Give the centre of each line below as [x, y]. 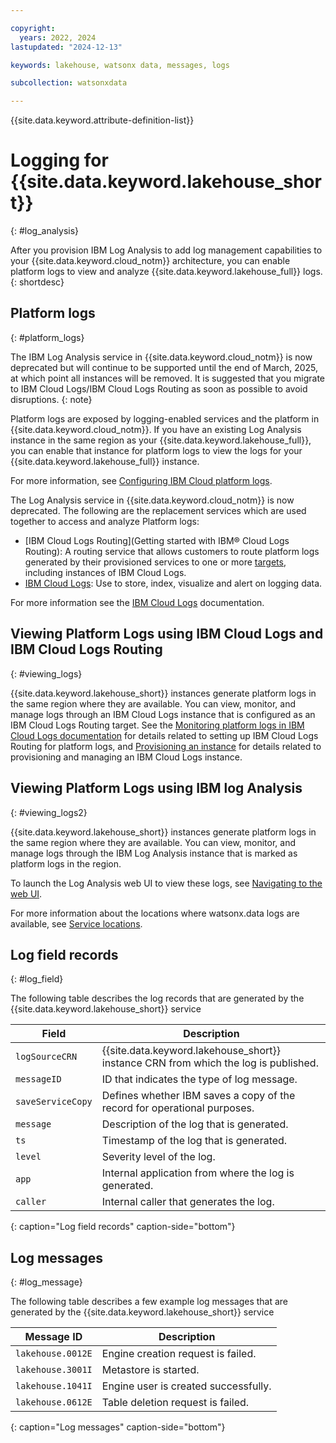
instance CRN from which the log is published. [210, 1063]
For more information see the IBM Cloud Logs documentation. [137, 602]
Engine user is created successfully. [186, 1386]
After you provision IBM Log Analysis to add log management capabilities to [166, 250]
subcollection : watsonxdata [69, 83]
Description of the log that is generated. [195, 1124]
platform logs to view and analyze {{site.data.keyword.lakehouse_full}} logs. [166, 272]
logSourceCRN [46, 1057]
